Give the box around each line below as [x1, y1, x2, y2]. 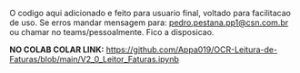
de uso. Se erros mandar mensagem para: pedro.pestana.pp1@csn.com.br [9, 17, 289, 28]
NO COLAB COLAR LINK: [9, 44, 105, 55]
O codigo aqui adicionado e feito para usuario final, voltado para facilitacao [9, 8, 291, 18]
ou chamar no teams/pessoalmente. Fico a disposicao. [9, 27, 215, 37]
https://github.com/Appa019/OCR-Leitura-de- [105, 44, 278, 55]
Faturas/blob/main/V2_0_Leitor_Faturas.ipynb [9, 54, 180, 64]
